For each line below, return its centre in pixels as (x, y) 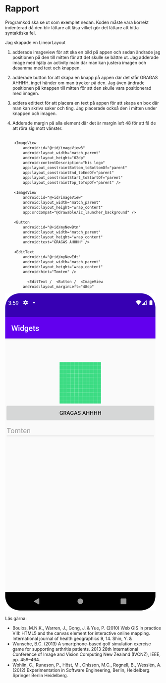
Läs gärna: (16, 618)
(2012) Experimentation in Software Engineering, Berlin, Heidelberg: (82, 670)
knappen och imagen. (34, 113)
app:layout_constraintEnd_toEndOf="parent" (68, 172)
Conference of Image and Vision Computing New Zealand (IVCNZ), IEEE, (86, 654)
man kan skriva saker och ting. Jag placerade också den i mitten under (85, 108)
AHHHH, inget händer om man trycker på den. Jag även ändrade (78, 83)
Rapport (22, 9)
